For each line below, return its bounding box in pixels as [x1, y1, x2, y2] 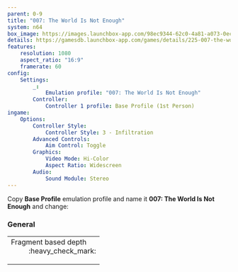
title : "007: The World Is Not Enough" [7, 17, 125, 24]
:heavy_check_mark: [28, 246, 97, 256]
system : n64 [7, 23, 42, 30]
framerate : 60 [20, 63, 62, 70]
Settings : [20, 76, 50, 84]
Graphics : [33, 149, 62, 156]
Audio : [33, 168, 52, 176]
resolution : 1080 [20, 50, 72, 57]
